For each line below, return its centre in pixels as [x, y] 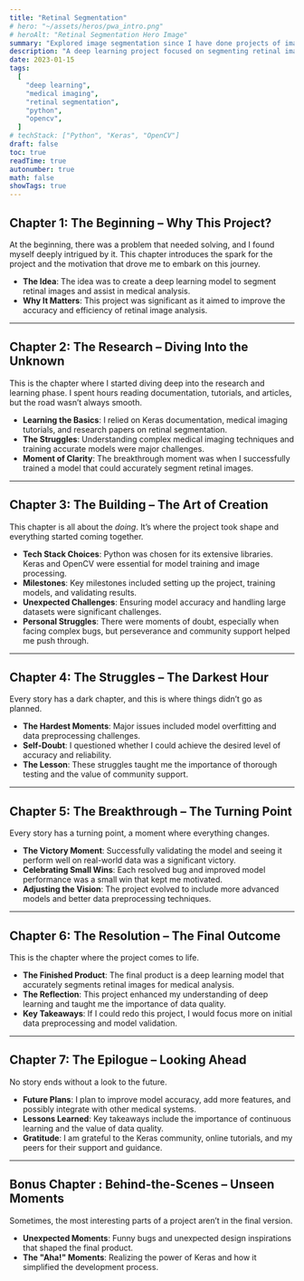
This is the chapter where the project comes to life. [104, 957]
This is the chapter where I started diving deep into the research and [137, 383]
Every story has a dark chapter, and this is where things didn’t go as [136, 699]
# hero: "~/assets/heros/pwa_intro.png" [87, 26]
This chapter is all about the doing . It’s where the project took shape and [144, 527]
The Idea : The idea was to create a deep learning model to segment [149, 281]
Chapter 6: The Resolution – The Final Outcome [145, 936]
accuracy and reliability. [66, 755]
